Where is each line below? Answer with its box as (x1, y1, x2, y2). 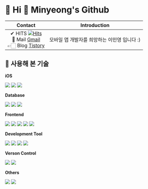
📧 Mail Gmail (12, 36, 40, 43)
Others (5, 169, 19, 175)
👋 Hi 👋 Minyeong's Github (5, 4, 110, 15)
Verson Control (5, 150, 36, 156)
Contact (16, 22, 36, 29)
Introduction (80, 22, 110, 29)
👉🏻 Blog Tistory (7, 42, 45, 49)
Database (5, 92, 25, 98)
